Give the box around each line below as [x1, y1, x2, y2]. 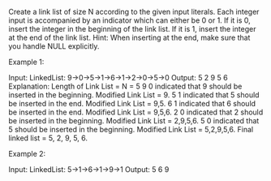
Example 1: [8, 57, 45, 67]
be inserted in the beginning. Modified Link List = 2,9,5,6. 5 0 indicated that [8, 116, 260, 125]
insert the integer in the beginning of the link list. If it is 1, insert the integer [8, 24, 256, 33]
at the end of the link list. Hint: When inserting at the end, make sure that [8, 32, 251, 42]
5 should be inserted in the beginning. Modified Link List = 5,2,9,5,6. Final [8, 125, 254, 134]
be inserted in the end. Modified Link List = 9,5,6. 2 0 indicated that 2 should [8, 107, 264, 117]
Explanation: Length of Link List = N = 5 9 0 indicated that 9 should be [8, 81, 243, 91]
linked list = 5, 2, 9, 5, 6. [8, 133, 88, 143]
